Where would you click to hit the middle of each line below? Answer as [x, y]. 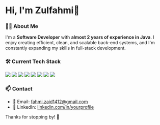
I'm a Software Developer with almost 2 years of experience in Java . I [80, 37]
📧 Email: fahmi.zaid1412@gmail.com [50, 102]
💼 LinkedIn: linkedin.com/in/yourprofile [53, 107]
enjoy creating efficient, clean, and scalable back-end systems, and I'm [80, 43]
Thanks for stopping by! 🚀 [32, 117]
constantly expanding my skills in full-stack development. [65, 48]
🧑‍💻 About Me [22, 26]
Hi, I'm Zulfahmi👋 [43, 10]
